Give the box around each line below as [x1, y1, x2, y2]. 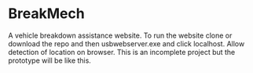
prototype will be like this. [8, 56, 92, 65]
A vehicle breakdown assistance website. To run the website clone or [8, 31, 233, 40]
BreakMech [8, 5, 85, 23]
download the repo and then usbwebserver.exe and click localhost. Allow [8, 38, 245, 48]
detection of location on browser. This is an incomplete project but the [8, 47, 236, 57]
